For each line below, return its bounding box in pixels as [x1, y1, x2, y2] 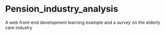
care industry [5, 24, 32, 30]
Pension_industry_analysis [5, 3, 118, 15]
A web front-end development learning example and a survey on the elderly [5, 19, 161, 25]
